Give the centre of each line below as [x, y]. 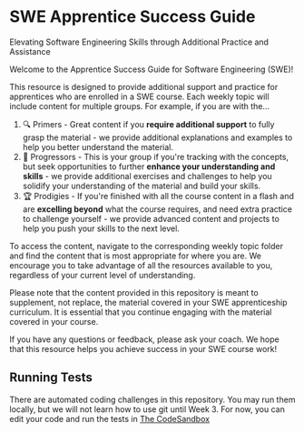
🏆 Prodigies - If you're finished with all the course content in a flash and [158, 196]
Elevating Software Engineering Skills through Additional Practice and [139, 42]
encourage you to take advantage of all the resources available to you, [141, 265]
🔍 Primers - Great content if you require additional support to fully [148, 124]
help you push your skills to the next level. [101, 228]
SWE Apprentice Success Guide [132, 17]
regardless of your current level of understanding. [103, 275]
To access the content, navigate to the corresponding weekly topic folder [147, 246]
